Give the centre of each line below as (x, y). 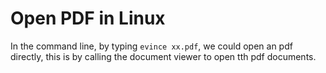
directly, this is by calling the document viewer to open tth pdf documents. (163, 56)
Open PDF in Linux (88, 18)
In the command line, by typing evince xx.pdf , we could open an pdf (151, 46)
